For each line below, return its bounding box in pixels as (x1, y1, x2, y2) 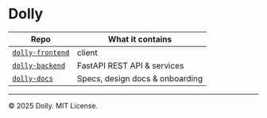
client (76, 47, 98, 58)
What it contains (107, 33, 172, 45)
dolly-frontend (12, 48, 70, 57)
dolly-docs (12, 73, 53, 83)
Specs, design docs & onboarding (76, 73, 203, 84)
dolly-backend (12, 61, 66, 70)
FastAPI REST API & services (76, 60, 184, 71)
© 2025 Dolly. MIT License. (8, 100, 99, 110)
